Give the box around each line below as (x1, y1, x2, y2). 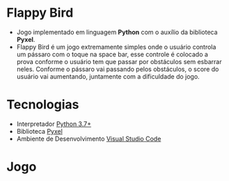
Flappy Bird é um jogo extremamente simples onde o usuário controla (16, 42, 216, 51)
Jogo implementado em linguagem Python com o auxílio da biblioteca (16, 28, 218, 36)
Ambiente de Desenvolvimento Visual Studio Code (16, 134, 161, 143)
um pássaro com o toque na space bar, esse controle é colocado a (16, 50, 208, 58)
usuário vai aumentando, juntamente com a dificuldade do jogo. (16, 72, 200, 81)
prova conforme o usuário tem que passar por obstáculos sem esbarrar (16, 57, 222, 65)
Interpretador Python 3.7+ (16, 120, 92, 128)
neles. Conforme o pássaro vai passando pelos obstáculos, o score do (16, 65, 219, 73)
